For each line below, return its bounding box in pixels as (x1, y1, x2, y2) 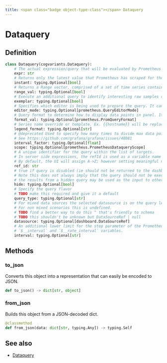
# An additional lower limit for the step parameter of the (14, 224, 141, 229)
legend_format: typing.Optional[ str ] (14, 126, 92, 131)
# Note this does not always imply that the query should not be (14, 173, 153, 178)
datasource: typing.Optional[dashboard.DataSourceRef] (14, 219, 130, 224)
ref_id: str (14, 163, 39, 168)
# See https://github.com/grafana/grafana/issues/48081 (14, 135, 133, 141)
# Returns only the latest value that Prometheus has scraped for (14, 76, 155, 81)
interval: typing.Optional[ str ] (14, 233, 81, 238)
